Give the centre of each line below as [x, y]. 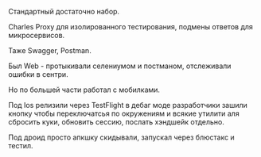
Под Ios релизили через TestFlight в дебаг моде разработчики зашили [128, 105]
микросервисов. [37, 35]
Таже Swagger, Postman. [50, 50]
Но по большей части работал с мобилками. [84, 90]
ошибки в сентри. [39, 74]
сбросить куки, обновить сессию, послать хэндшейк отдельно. [117, 122]
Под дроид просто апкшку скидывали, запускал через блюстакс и [121, 137]
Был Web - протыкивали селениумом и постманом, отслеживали [120, 66]
